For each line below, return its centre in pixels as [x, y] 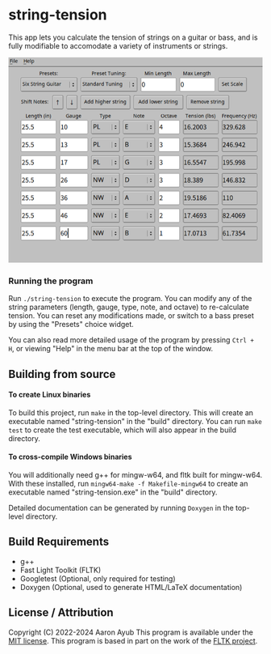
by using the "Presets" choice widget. [71, 325]
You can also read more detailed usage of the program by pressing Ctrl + [131, 340]
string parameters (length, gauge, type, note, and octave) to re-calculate [129, 307]
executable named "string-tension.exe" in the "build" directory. [113, 492]
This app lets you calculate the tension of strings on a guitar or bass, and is [133, 37]
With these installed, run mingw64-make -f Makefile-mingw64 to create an [128, 484]
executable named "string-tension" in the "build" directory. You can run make [135, 421]
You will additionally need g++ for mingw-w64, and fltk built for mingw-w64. [135, 475]
